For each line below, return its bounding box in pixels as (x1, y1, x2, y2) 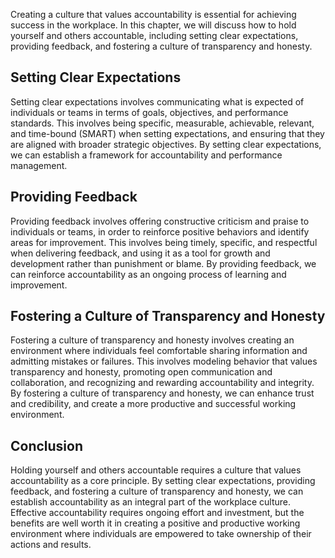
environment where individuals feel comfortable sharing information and (10, 345, 308, 357)
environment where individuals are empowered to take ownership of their (10, 528, 312, 540)
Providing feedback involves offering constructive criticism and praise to (10, 215, 310, 227)
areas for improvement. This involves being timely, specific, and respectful (10, 236, 318, 248)
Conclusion (10, 437, 84, 454)
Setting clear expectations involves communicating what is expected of (10, 95, 305, 108)
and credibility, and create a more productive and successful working (10, 398, 297, 410)
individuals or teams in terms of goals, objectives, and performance (10, 106, 289, 118)
